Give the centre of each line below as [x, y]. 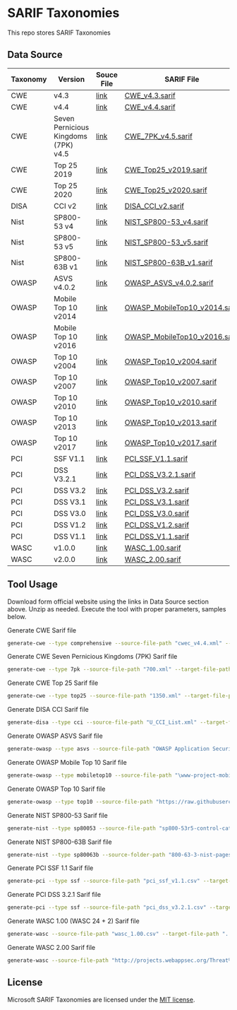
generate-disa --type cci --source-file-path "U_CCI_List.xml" [102, 722]
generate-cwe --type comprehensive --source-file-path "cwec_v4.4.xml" [115, 643]
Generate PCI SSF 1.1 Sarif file [50, 868]
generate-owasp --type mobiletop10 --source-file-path [90, 775]
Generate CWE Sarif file [42, 630]
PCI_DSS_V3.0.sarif [157, 513]
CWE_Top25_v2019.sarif [166, 170]
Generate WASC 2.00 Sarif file [51, 948]
